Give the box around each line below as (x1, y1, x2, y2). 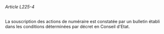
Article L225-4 (5, 4, 35, 10)
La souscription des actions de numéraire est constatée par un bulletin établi (5, 19, 160, 24)
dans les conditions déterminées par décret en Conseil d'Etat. (5, 24, 130, 30)
